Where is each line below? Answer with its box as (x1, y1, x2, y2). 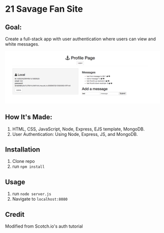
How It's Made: (5, 113, 53, 121)
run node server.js (12, 191, 52, 197)
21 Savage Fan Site (5, 3, 83, 15)
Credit (5, 210, 25, 219)
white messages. (5, 41, 39, 47)
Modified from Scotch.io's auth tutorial (5, 223, 83, 229)
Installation (5, 145, 40, 154)
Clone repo (12, 158, 35, 164)
